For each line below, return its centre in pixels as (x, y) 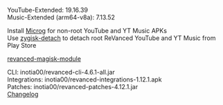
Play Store (22, 45)
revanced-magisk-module (44, 59)
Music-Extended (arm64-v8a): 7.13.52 (61, 17)
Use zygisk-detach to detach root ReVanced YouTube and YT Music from (111, 38)
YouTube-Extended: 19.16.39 (48, 10)
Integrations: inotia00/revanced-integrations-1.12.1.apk (84, 79)
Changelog (23, 94)
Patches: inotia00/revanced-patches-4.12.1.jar (73, 87)
